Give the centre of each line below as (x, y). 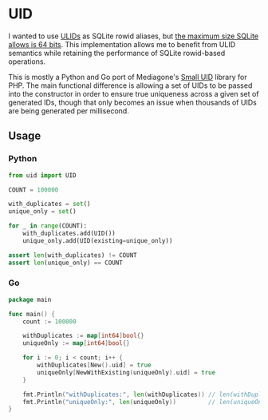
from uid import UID (43, 175)
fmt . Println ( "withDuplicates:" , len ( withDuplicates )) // (119, 394)
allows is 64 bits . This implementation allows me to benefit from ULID (122, 44)
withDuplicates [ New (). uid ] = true (94, 365)
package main (30, 299)
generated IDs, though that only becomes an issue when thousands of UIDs (132, 102)
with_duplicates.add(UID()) (69, 233)
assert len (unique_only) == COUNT (66, 263)
